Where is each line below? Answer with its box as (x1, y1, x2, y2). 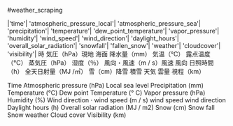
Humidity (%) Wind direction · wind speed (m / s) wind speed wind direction (7, 96, 226, 104)
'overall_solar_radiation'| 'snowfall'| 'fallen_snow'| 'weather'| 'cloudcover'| (7, 42, 221, 49)
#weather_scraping (7, 6, 63, 14)
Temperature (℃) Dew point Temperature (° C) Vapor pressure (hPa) (7, 88, 206, 97)
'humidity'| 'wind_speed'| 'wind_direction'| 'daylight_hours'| (7, 34, 180, 42)
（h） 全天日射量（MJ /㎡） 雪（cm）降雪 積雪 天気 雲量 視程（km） (7, 68, 205, 75)
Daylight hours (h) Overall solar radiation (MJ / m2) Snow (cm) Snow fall (7, 104, 215, 111)
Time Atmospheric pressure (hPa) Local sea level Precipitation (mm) (7, 81, 204, 89)
